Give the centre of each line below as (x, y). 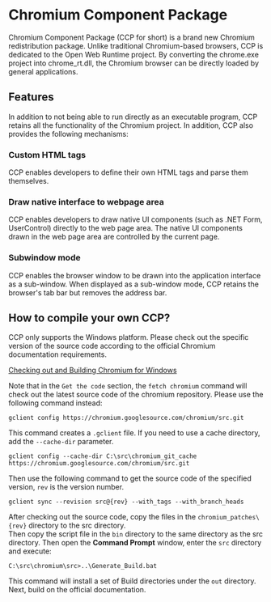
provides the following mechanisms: (69, 134)
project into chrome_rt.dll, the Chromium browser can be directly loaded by (134, 63)
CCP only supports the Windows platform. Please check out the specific (129, 337)
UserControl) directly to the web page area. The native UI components (125, 228)
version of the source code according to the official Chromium (112, 346)
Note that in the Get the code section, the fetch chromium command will (128, 386)
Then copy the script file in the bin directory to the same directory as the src (135, 534)
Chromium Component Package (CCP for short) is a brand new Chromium (131, 37)
